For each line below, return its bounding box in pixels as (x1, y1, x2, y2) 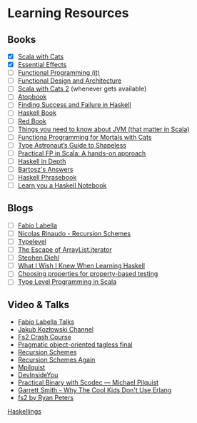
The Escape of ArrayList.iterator (17, 245, 112, 254)
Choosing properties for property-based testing (17, 270, 158, 278)
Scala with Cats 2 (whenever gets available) (17, 84, 147, 93)
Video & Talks (7, 298, 70, 311)
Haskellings (7, 407, 41, 416)
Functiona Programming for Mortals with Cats (17, 133, 152, 141)
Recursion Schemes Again (17, 355, 96, 365)
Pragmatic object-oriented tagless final (17, 340, 133, 349)
